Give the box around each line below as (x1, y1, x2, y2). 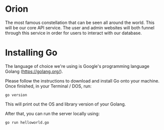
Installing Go (5, 47, 58, 58)
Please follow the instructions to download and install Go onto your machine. (5, 78, 160, 84)
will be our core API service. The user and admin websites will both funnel (5, 24, 155, 30)
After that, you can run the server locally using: (5, 110, 100, 116)
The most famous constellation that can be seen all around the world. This (5, 20, 155, 25)
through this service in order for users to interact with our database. (5, 30, 142, 36)
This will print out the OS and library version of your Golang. (5, 101, 126, 107)
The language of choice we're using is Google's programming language (5, 63, 150, 69)
